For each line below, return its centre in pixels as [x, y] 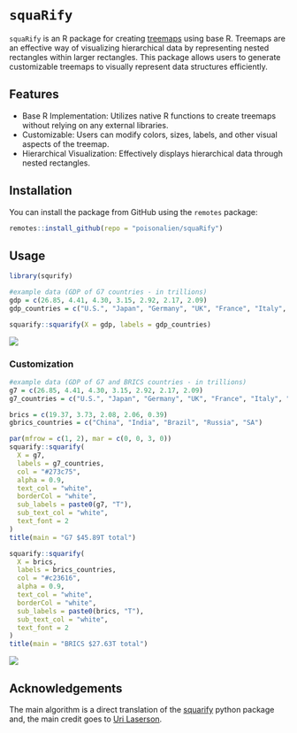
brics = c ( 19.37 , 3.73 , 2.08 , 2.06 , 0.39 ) [88, 414]
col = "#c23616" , [49, 578]
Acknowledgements [66, 688]
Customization [42, 364]
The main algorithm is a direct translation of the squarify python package [142, 709]
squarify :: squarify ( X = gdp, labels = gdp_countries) [110, 324]
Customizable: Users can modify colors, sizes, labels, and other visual [150, 135]
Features [34, 94]
